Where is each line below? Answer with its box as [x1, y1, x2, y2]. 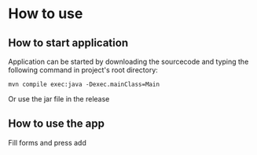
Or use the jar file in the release [8, 94, 110, 103]
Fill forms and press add [8, 138, 86, 147]
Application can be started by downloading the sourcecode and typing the [8, 57, 249, 66]
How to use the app [8, 117, 105, 131]
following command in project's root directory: [8, 65, 159, 75]
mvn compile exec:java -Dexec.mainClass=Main [8, 80, 160, 88]
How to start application [8, 36, 128, 50]
